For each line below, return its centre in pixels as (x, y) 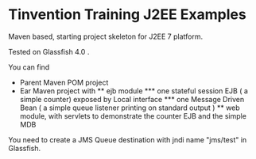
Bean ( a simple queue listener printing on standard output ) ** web (130, 108)
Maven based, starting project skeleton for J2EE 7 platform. (106, 36)
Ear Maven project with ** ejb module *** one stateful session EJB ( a (134, 91)
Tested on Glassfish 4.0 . (49, 51)
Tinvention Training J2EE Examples (127, 15)
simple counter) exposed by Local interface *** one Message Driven (132, 99)
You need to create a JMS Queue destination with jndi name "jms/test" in (128, 139)
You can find (29, 67)
